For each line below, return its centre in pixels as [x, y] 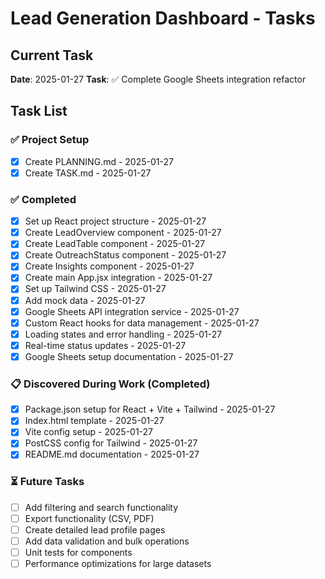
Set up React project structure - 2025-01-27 [115, 221]
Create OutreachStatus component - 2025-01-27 [125, 255]
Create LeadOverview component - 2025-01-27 [123, 233]
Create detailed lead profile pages [95, 529]
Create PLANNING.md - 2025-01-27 [99, 161]
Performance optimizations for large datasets [118, 564]
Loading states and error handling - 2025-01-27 [123, 334]
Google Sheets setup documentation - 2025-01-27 [129, 356]
